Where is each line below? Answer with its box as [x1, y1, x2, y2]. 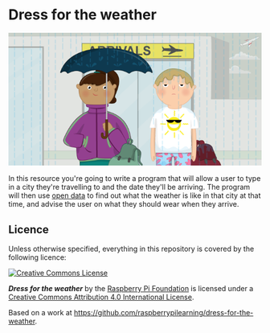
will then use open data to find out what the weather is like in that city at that [8, 191, 261, 200]
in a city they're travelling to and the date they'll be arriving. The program [8, 183, 251, 192]
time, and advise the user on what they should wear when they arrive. [8, 199, 239, 209]
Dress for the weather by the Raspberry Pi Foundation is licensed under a [8, 284, 254, 294]
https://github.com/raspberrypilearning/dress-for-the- [73, 308, 254, 318]
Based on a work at [8, 308, 72, 318]
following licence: [8, 253, 67, 262]
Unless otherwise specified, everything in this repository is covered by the [8, 244, 255, 254]
